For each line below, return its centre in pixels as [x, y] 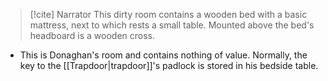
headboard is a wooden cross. [92, 35]
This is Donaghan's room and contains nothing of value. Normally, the [163, 55]
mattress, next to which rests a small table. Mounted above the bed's [172, 25]
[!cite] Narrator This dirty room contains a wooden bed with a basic [168, 14]
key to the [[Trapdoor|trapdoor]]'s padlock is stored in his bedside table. [169, 65]
